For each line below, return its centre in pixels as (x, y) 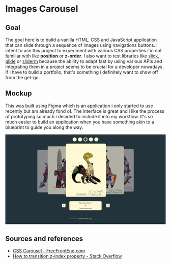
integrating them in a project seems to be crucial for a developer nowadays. (84, 67)
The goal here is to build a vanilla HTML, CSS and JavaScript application (81, 40)
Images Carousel (42, 9)
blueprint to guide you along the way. (44, 127)
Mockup (19, 94)
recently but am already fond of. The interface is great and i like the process (85, 111)
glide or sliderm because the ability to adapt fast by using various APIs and (84, 61)
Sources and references (44, 238)
